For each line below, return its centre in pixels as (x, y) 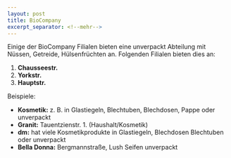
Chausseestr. (38, 68)
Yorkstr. (30, 75)
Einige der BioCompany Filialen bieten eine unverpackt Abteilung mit (107, 47)
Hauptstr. (32, 83)
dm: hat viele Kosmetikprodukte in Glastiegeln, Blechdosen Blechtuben (120, 132)
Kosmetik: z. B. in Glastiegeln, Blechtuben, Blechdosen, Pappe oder (116, 110)
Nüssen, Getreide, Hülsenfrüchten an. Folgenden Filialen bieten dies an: (112, 54)
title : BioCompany (34, 20)
